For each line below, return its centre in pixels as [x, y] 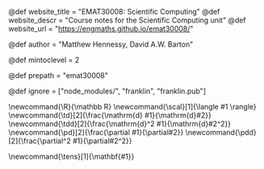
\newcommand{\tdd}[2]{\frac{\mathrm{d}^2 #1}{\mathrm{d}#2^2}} [120, 124]
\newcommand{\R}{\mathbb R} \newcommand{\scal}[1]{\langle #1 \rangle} [132, 107]
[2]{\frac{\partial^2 [40, 141]
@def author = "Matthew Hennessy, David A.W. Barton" [101, 44]
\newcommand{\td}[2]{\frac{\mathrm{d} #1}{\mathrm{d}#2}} [110, 115]
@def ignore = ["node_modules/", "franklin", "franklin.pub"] [107, 91]
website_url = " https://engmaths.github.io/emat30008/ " [101, 29]
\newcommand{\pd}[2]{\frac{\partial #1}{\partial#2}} [96, 132]
